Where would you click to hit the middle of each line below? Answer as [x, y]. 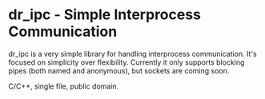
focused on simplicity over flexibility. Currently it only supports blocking [126, 62]
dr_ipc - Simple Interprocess [105, 15]
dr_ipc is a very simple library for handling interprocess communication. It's [133, 53]
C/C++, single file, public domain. [64, 86]
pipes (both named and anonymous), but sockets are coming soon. [119, 70]
